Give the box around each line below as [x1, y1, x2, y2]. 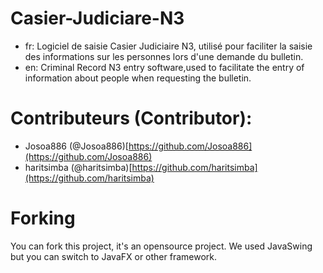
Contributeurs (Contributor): [10, 107, 253, 130]
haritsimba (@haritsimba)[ [24, 161, 133, 173]
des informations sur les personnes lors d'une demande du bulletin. [24, 50, 304, 62]
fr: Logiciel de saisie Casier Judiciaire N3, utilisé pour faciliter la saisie [24, 40, 313, 52]
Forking [10, 207, 76, 230]
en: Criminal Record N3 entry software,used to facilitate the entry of [24, 61, 305, 73]
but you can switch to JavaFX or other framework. [10, 250, 218, 262]
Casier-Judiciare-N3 [10, 7, 185, 30]
